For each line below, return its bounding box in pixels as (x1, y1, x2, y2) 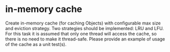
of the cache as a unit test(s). (5, 41, 67, 47)
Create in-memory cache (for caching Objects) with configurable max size (5, 20, 161, 26)
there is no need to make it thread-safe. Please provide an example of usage (5, 36, 165, 42)
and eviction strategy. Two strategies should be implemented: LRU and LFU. (5, 25, 164, 31)
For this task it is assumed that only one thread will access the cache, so (5, 30, 157, 36)
